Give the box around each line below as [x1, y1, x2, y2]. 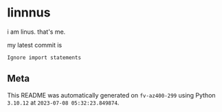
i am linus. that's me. [7, 27, 66, 36]
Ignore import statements [7, 54, 81, 61]
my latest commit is [7, 41, 63, 49]
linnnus [7, 5, 51, 21]
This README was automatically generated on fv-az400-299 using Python [7, 91, 216, 99]
